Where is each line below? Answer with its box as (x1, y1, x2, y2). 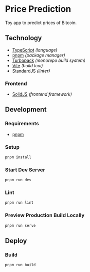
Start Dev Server (5, 166, 45, 173)
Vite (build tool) (12, 62, 43, 68)
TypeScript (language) (12, 47, 57, 53)
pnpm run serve (5, 223, 36, 228)
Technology (5, 34, 42, 42)
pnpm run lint (5, 200, 34, 205)
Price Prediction (5, 3, 72, 15)
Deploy (5, 237, 27, 245)
